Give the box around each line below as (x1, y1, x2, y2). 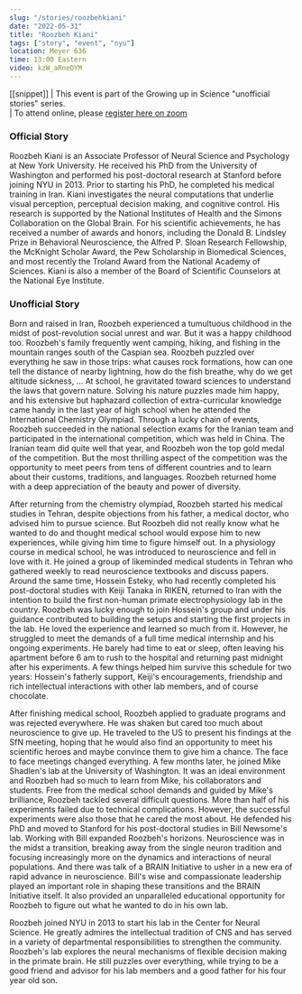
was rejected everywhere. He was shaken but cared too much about (9, 718, 263, 729)
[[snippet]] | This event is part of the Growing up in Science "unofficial (9, 88, 270, 99)
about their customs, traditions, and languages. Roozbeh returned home (9, 471, 277, 483)
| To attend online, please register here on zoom (9, 107, 188, 118)
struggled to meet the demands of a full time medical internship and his (9, 633, 275, 644)
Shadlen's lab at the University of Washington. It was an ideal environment (9, 766, 286, 776)
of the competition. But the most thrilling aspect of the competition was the (9, 452, 288, 463)
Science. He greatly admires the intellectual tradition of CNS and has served (9, 927, 292, 938)
